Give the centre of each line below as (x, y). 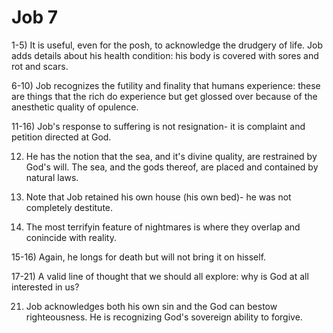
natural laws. (52, 177)
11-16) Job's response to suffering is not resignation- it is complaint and (158, 126)
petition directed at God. (61, 137)
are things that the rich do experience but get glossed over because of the (164, 96)
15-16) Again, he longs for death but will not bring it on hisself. (139, 257)
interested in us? (45, 287)
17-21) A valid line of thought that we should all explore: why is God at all (160, 276)
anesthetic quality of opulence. (75, 107)
